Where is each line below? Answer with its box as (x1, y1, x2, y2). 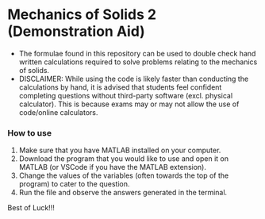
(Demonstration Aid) (7, 22, 146, 40)
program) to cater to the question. (18, 179, 130, 189)
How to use (7, 127, 52, 138)
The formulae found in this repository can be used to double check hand (18, 48, 256, 58)
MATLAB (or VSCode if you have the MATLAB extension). (18, 163, 207, 172)
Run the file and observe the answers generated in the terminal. (18, 188, 228, 198)
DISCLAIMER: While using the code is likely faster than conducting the (18, 74, 249, 83)
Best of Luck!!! (7, 203, 55, 213)
